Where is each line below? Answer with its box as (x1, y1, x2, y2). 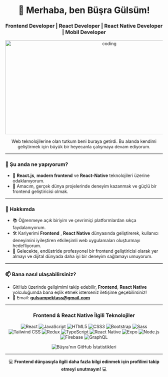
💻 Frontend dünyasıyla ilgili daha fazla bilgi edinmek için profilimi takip (8, 358, 160, 364)
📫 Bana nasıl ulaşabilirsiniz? (5, 271, 76, 278)
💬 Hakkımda (5, 206, 35, 213)
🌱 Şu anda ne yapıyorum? (5, 161, 68, 168)
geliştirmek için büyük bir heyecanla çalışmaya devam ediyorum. (17, 144, 151, 150)
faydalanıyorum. (12, 225, 46, 231)
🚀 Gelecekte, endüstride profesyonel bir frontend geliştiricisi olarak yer (12, 248, 158, 254)
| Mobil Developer (62, 29, 106, 36)
